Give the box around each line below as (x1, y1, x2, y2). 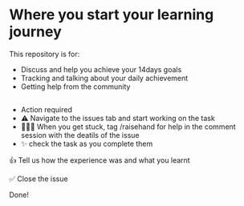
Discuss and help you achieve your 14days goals (20, 64, 182, 74)
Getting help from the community (20, 82, 131, 91)
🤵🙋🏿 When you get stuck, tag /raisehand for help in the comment (20, 122, 236, 131)
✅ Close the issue (9, 174, 68, 184)
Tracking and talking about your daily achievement (20, 73, 189, 83)
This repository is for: (9, 49, 80, 59)
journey (9, 22, 63, 41)
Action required (20, 105, 73, 115)
